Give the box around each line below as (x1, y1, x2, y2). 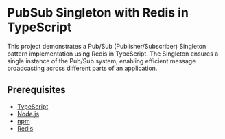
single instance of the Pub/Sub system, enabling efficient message (7, 56, 196, 65)
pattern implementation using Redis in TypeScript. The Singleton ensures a (7, 50, 219, 58)
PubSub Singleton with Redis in (7, 5, 189, 21)
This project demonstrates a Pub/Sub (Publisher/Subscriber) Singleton (7, 42, 206, 50)
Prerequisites (7, 84, 66, 96)
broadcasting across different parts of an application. (7, 64, 158, 72)
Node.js (16, 109, 40, 118)
